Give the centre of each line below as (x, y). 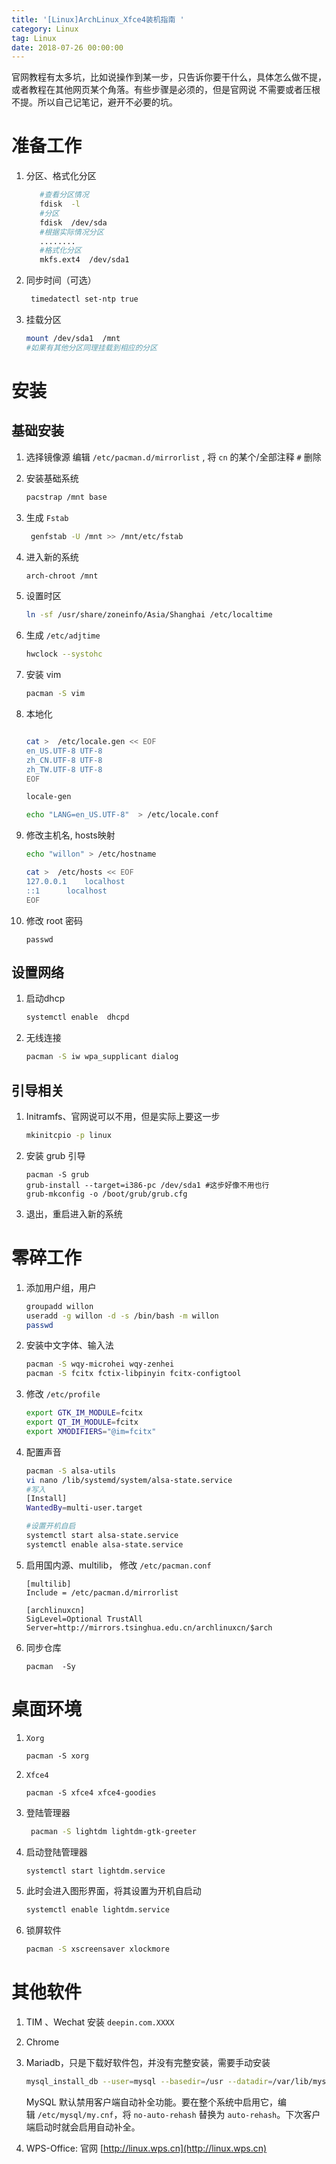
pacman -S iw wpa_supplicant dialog (102, 1057)
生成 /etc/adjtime (63, 635)
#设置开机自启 (50, 1526)
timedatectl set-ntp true (84, 299)
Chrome (42, 2042)
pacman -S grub (57, 1174)
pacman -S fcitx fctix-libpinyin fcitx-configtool (133, 1374)
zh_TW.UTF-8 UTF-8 (64, 769)
